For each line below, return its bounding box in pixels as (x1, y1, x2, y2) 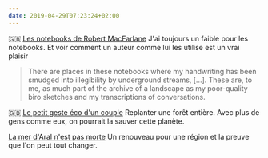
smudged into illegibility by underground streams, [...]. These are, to (27, 75, 253, 85)
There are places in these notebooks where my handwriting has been (27, 66, 258, 76)
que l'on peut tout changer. (8, 140, 98, 150)
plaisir (8, 51, 29, 61)
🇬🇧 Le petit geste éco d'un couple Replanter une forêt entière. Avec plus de (8, 107, 260, 117)
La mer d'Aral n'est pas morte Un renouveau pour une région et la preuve (8, 132, 250, 141)
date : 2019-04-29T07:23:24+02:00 (8, 11, 120, 20)
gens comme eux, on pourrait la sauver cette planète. (8, 117, 185, 126)
